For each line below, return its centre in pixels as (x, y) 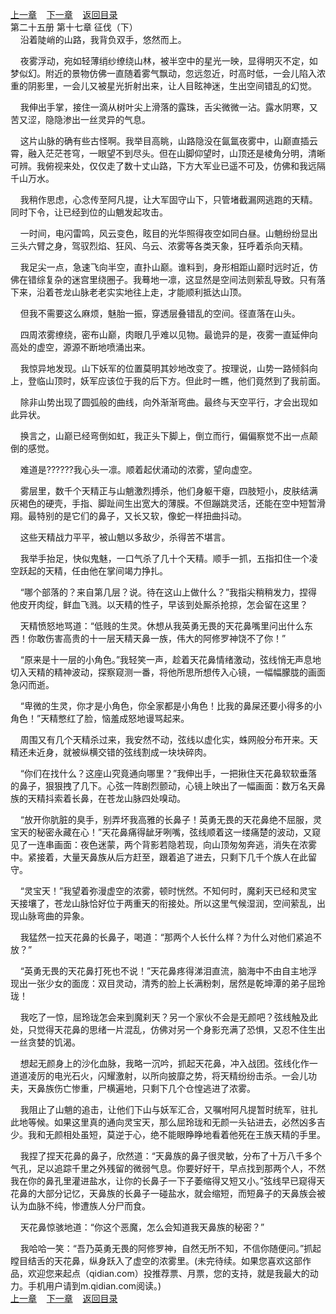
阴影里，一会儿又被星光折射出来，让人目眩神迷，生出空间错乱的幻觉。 (172, 86)
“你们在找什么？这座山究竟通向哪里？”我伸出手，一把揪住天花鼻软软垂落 (168, 773)
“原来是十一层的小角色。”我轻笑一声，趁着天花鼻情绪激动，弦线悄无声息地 (170, 659)
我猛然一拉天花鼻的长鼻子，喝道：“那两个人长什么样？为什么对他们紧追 (166, 937)
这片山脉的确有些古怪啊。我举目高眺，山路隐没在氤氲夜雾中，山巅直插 (164, 141)
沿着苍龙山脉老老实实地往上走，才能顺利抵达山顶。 (141, 292)
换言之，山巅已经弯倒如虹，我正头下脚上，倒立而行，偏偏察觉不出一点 (164, 436)
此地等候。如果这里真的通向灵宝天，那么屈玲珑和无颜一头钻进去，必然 (155, 1122)
